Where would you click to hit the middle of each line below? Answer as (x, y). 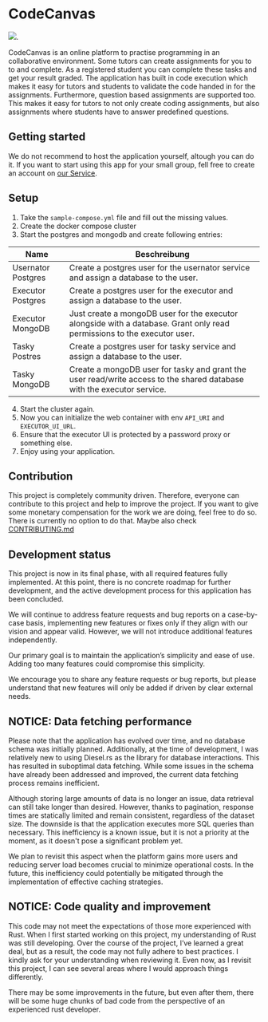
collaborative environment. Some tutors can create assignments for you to (130, 61)
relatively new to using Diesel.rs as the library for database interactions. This (134, 758)
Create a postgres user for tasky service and (153, 346)
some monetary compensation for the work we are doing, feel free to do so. (133, 512)
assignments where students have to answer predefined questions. (119, 112)
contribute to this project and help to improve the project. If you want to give (134, 504)
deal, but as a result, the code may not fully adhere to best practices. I (123, 951)
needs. (20, 696)
